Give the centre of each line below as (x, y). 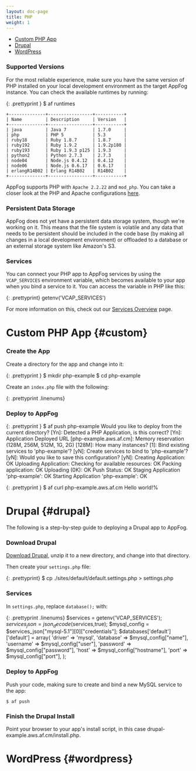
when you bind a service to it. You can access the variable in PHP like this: (96, 287)
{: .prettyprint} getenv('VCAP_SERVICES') (56, 298)
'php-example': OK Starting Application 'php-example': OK (77, 476)
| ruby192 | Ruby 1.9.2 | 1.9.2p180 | (66, 145)
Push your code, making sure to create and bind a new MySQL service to (94, 684)
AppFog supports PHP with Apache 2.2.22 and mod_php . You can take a (91, 187)
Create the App (28, 351)
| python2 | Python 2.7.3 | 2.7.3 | (66, 155)
